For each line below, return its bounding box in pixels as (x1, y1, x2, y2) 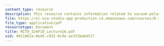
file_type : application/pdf (5, 20, 62, 25)
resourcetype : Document (5, 25, 54, 30)
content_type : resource (5, 7, 54, 12)
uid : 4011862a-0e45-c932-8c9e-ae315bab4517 (5, 34, 95, 39)
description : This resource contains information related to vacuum (5, 11, 147, 16)
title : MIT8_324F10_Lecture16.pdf (5, 29, 76, 34)
